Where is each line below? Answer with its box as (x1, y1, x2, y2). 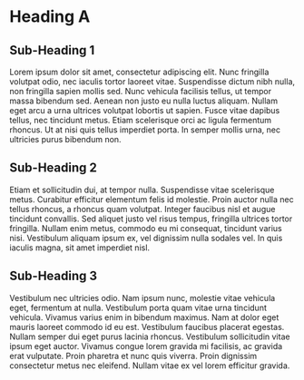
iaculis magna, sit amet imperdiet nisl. (9, 242, 151, 253)
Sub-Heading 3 (9, 268, 98, 284)
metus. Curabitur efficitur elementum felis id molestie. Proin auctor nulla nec (9, 193, 294, 205)
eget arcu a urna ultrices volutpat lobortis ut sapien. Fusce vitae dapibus (9, 105, 280, 115)
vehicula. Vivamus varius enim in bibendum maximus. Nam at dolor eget (9, 311, 279, 323)
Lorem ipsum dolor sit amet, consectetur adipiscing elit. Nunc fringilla (9, 66, 270, 77)
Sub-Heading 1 (9, 43, 95, 58)
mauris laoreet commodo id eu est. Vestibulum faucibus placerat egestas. (9, 321, 285, 332)
